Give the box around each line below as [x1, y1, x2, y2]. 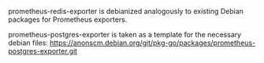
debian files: [8, 38, 49, 47]
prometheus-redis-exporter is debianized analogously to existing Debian [8, 7, 244, 16]
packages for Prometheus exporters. [8, 15, 128, 24]
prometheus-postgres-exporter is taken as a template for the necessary [8, 30, 242, 39]
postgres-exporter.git [8, 47, 77, 55]
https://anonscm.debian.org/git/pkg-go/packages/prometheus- [50, 38, 256, 47]
